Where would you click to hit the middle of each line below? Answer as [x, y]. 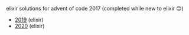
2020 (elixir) [30, 26]
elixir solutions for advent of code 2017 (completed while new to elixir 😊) [95, 8]
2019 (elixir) [29, 20]
